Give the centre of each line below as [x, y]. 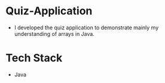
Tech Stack [34, 58]
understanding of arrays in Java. [54, 33]
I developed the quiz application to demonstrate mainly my [86, 27]
